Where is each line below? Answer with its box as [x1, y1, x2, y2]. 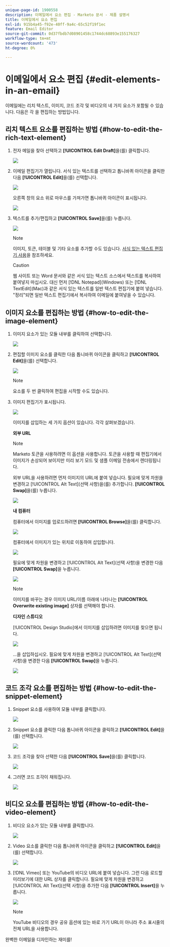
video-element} [5, 808, 56, 817]
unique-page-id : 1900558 [5, 7, 58, 13]
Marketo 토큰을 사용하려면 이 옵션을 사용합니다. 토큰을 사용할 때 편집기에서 [12, 451, 162, 457]
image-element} [5, 316, 59, 325]
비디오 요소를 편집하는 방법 [5, 800, 84, 809]
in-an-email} [5, 85, 60, 96]
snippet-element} [5, 692, 63, 701]
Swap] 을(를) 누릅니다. [12, 488, 58, 494]
